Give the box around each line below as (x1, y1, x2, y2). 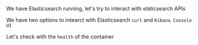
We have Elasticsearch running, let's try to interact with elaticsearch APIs (6, 5, 186, 12)
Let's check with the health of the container (6, 33, 115, 40)
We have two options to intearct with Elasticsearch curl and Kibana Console (6, 17, 192, 23)
